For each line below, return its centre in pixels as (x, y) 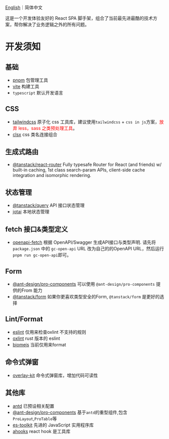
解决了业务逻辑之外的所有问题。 (56, 25)
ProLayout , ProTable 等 (35, 418)
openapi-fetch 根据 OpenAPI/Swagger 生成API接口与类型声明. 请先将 (84, 242)
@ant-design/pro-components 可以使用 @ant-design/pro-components (84, 284)
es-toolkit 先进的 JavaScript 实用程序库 (53, 425)
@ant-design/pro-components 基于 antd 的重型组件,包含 (70, 412)
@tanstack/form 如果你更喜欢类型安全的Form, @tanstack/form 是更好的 (86, 297)
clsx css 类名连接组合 (35, 134)
